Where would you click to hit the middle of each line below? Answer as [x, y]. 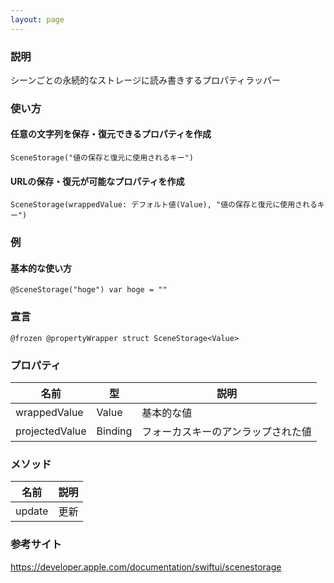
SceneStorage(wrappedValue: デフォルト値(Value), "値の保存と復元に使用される [164, 205]
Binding [114, 431]
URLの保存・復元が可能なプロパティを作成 [97, 181]
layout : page [37, 19]
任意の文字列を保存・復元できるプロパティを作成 [111, 134]
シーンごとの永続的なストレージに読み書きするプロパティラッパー [146, 80]
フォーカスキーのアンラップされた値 [226, 431]
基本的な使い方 [41, 268]
